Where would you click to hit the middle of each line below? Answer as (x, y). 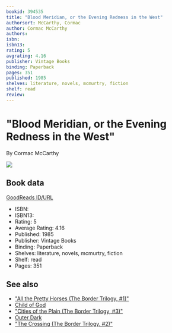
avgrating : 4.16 (26, 56)
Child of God (30, 305)
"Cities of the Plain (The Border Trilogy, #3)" (69, 311)
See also (22, 284)
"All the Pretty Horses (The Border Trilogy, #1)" (72, 299)
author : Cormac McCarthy (37, 28)
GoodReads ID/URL (30, 197)
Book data (25, 183)
